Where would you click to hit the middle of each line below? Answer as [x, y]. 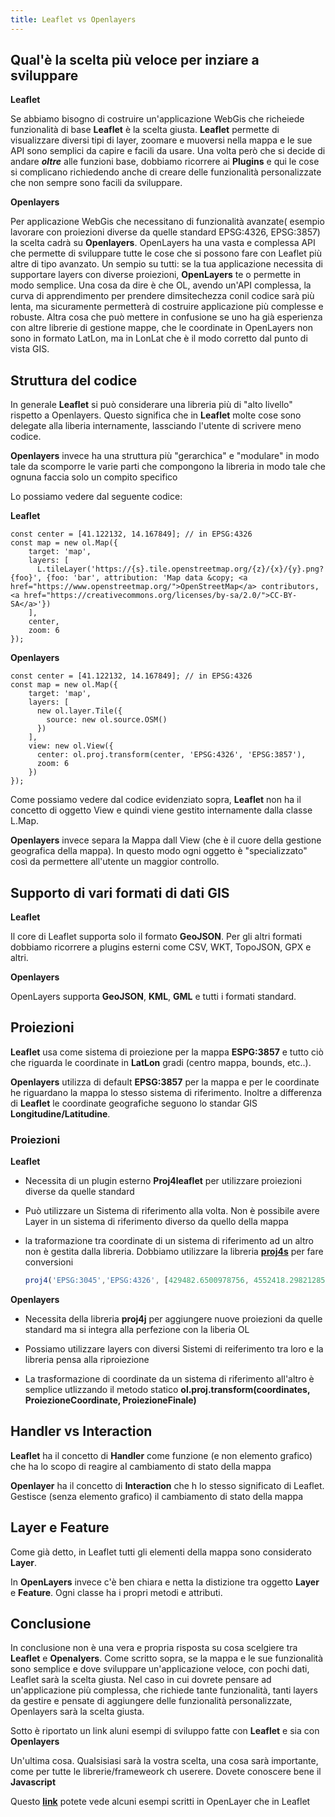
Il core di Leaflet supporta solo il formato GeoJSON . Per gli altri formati [156, 937]
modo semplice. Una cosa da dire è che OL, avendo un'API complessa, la [161, 285]
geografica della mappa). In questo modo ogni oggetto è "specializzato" [159, 851]
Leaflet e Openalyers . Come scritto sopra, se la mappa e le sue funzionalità [167, 1658]
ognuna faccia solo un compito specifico [94, 477]
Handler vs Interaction [81, 1431]
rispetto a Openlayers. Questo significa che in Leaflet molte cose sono [156, 415]
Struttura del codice [74, 380]
